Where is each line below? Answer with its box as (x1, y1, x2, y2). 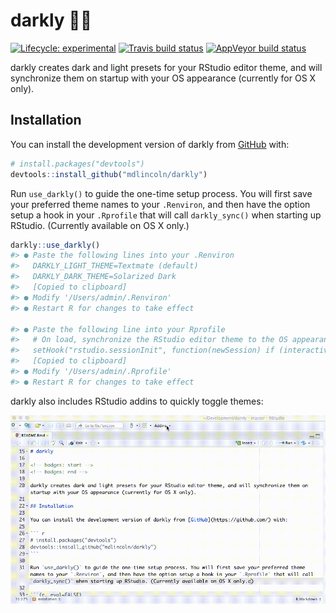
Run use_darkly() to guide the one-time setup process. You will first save (10, 187, 313, 199)
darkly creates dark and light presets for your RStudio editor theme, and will (10, 61, 323, 73)
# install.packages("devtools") (10, 159, 145, 169)
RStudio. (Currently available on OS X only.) (10, 219, 190, 231)
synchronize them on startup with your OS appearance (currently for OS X (10, 72, 317, 84)
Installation (10, 112, 82, 129)
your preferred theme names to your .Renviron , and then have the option (10, 198, 311, 210)
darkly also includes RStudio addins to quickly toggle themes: (10, 395, 264, 407)
